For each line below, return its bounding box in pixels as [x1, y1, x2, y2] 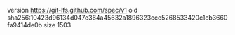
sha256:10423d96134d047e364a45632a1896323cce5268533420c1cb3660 [7, 13, 228, 22]
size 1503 [43, 21, 72, 29]
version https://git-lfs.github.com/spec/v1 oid [7, 6, 138, 14]
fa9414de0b [7, 21, 43, 29]
